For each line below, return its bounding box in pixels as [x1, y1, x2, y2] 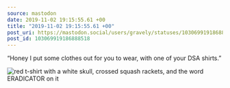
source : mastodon [7, 10, 57, 17]
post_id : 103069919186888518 [7, 35, 90, 42]
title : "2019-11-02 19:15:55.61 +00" [7, 23, 115, 29]
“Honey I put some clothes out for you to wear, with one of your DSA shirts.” [7, 54, 222, 62]
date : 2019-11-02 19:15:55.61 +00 [7, 16, 106, 23]
